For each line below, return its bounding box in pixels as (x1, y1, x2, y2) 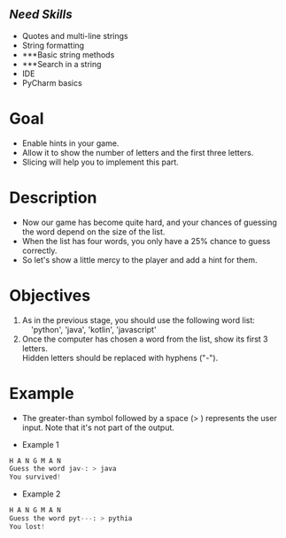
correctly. (21, 245, 58, 256)
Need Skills (9, 7, 73, 22)
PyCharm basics (21, 77, 82, 88)
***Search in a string (21, 58, 102, 69)
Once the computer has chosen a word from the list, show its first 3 (21, 334, 268, 344)
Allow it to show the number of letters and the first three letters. (21, 147, 254, 158)
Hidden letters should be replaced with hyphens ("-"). (21, 352, 219, 363)
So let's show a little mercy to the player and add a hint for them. (21, 254, 259, 265)
